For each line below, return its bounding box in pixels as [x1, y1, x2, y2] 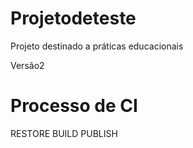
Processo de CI [10, 95, 138, 117]
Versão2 [10, 59, 45, 71]
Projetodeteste [10, 7, 137, 30]
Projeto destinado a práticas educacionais [10, 40, 184, 52]
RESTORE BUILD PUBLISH [10, 127, 118, 139]
